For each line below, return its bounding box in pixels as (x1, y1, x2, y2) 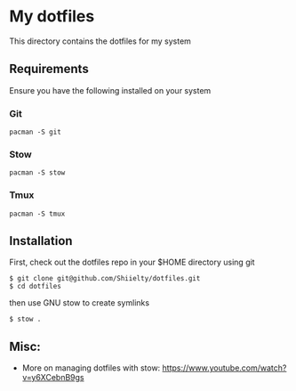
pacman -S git (9, 127, 62, 137)
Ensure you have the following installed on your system (9, 85, 212, 95)
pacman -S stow (9, 168, 66, 177)
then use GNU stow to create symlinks (9, 297, 149, 308)
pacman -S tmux (9, 209, 66, 218)
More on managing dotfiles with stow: (21, 362, 161, 373)
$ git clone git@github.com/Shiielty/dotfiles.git (9, 274, 201, 283)
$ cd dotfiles (9, 282, 62, 291)
